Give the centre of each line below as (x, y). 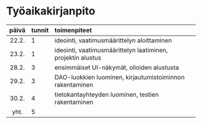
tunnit (40, 30)
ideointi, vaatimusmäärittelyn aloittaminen (113, 40)
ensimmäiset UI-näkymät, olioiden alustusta (117, 67)
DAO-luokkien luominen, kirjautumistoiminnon (120, 77)
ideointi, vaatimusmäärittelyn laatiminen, (111, 50)
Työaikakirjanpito (51, 11)
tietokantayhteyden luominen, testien (107, 95)
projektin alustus (78, 57)
